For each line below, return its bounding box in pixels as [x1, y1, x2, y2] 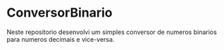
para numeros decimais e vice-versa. [6, 35, 115, 43]
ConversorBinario [6, 5, 113, 21]
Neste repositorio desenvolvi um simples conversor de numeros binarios [6, 28, 218, 36]
